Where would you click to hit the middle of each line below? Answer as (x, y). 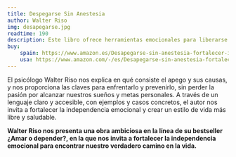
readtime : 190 (28, 33)
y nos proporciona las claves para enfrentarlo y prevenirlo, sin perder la (111, 87)
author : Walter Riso (38, 20)
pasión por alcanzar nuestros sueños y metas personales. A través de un (113, 94)
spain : (29, 54)
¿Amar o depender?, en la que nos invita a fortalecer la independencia (112, 138)
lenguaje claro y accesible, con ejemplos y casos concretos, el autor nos (112, 102)
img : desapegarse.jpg (39, 27)
